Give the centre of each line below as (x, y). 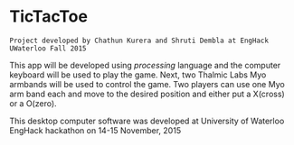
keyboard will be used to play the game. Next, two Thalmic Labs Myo (138, 75)
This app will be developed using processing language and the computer (145, 65)
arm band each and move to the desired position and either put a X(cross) (147, 94)
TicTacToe (49, 17)
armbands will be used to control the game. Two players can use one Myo (147, 84)
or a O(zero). (33, 103)
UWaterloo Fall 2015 (48, 48)
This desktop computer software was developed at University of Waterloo (147, 121)
